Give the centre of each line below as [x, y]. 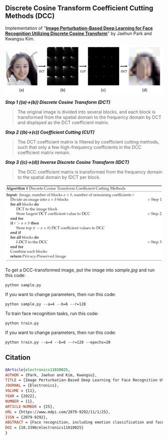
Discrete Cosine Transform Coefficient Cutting [79, 8]
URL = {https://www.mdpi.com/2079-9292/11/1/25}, [58, 412]
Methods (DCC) [30, 16]
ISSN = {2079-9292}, [27, 417]
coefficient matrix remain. [44, 152]
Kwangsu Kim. [20, 38]
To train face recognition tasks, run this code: [52, 313]
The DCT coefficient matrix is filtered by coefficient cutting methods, [88, 141]
